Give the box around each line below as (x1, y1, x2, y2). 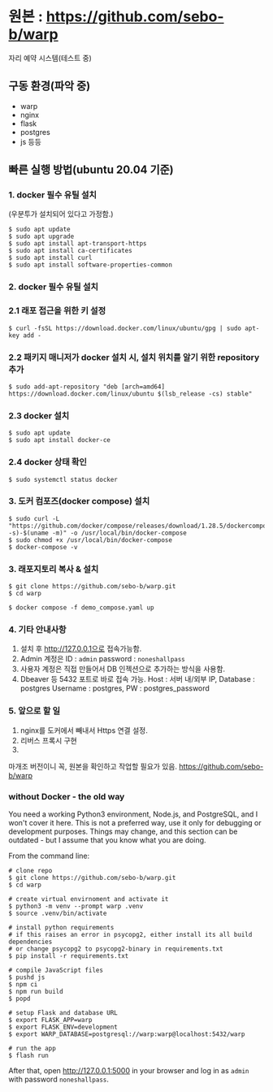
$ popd (8, 994, 31, 1003)
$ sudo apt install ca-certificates (8, 247, 132, 255)
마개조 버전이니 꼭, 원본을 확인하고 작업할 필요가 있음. (8, 761, 177, 771)
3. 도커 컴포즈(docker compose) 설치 (8, 496, 150, 507)
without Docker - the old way (8, 791, 125, 802)
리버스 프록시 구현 (19, 735, 77, 745)
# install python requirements (8, 924, 115, 932)
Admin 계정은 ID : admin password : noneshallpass (19, 654, 185, 664)
